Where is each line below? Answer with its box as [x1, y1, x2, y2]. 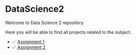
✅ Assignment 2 [12, 44, 46, 50]
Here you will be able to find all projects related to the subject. [5, 29, 132, 35]
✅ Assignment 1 [12, 38, 45, 45]
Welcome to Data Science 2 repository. [5, 20, 85, 26]
